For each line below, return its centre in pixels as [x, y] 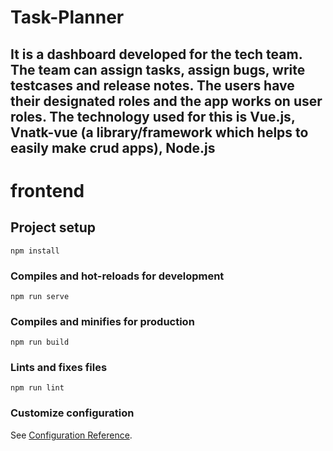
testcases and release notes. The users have [152, 85]
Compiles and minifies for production [102, 321]
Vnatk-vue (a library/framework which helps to [159, 132]
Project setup [53, 227]
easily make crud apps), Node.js [113, 147]
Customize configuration [72, 413]
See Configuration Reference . [71, 435]
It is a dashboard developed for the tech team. [156, 54]
